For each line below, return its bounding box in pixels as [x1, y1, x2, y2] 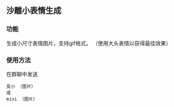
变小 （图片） [6, 83, 36, 89]
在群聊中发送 [6, 70, 38, 77]
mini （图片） [6, 96, 38, 102]
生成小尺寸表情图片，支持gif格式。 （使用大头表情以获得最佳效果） [6, 39, 172, 46]
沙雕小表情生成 [6, 5, 62, 16]
